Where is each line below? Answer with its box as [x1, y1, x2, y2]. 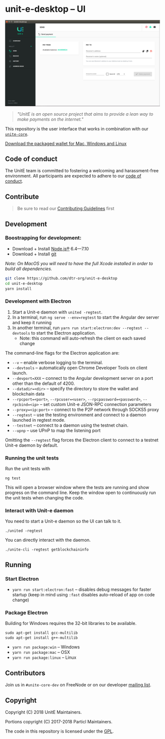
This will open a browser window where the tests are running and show [5, 485, 149, 491]
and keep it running [12, 319, 52, 325]
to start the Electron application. [31, 330, 96, 336]
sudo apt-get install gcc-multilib [5, 631, 78, 636]
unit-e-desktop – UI [5, 3, 86, 15]
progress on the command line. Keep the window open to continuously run [5, 490, 156, 495]
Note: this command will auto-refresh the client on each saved [19, 335, 146, 341]
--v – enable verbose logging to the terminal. [12, 359, 103, 365]
